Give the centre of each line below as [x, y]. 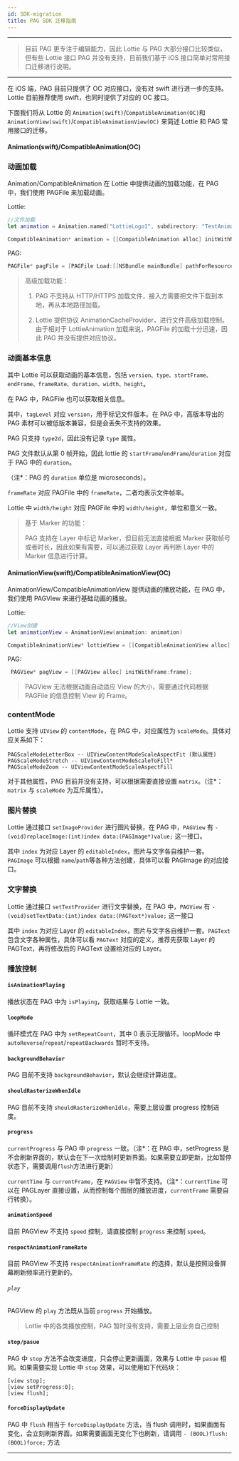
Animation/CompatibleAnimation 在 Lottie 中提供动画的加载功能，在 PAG [113, 183]
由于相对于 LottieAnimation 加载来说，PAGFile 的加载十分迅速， [128, 328]
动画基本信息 [30, 358]
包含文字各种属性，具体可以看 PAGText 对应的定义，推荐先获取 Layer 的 [111, 939]
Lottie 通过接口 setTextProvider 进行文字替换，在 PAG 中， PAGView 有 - [111, 906]
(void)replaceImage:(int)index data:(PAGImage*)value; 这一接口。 [107, 836]
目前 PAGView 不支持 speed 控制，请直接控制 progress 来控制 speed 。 [108, 1231]
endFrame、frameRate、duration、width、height [75, 385]
